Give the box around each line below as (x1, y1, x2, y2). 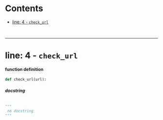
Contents (5, 3, 44, 14)
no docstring (7, 109, 34, 114)
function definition (5, 66, 44, 72)
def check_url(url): (5, 77, 47, 82)
